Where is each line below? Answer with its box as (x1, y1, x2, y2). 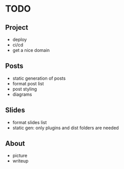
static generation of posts (12, 75, 66, 81)
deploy (12, 36, 27, 42)
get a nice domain (12, 47, 50, 53)
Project (5, 23, 29, 32)
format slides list (12, 119, 47, 125)
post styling (12, 86, 37, 92)
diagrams (12, 91, 32, 97)
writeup (12, 158, 29, 164)
